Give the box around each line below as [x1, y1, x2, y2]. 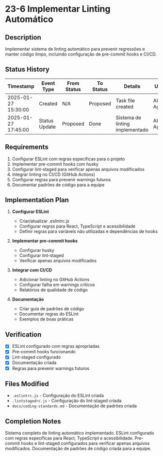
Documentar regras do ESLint [19, 311, 79, 317]
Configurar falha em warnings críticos [19, 282, 96, 288]
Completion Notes [5, 417, 61, 425]
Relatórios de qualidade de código [19, 287, 88, 293]
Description [5, 33, 41, 41]
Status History [5, 65, 50, 74]
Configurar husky [19, 247, 54, 253]
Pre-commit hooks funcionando [12, 349, 76, 355]
